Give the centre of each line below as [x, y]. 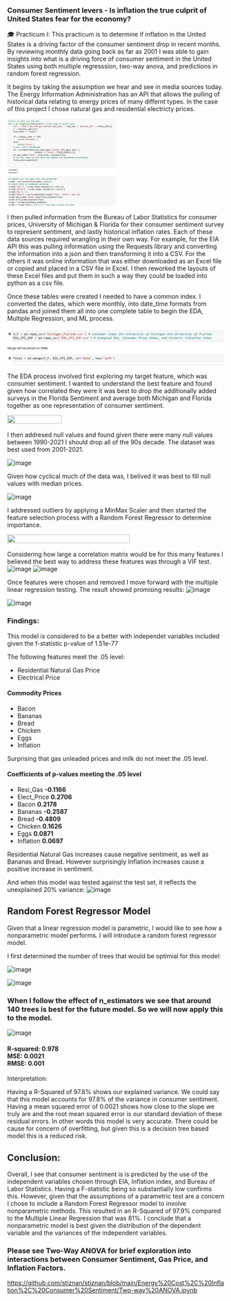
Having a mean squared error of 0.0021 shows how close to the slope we [111, 1106]
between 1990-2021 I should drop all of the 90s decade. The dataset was [111, 442]
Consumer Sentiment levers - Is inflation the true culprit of [107, 10]
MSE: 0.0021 [26, 1056]
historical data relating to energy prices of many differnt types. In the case [113, 101]
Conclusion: [34, 1158]
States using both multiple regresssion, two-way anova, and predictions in [113, 66]
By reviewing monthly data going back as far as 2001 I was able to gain [108, 52]
